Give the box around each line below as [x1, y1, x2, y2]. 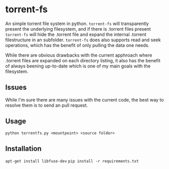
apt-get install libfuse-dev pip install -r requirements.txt [5, 159, 139, 164]
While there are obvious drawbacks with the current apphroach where [5, 52, 153, 58]
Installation [5, 144, 42, 153]
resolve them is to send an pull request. [5, 102, 88, 108]
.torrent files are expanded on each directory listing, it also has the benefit [5, 57, 161, 63]
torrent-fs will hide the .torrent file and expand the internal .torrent [5, 31, 147, 37]
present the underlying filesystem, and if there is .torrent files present [5, 26, 151, 32]
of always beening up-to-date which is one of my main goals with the [5, 63, 151, 69]
